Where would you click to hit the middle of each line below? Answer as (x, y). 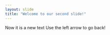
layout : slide (20, 9)
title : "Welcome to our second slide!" (46, 14)
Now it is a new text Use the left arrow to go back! (55, 27)
